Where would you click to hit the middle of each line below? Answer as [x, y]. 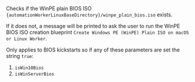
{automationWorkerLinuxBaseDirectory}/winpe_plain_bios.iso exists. [89, 15]
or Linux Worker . [27, 38]
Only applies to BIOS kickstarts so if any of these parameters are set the [93, 50]
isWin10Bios [29, 68]
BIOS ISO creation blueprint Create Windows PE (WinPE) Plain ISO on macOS [97, 32]
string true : [20, 56]
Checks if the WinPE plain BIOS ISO [49, 8]
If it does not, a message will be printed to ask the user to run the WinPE [93, 26]
